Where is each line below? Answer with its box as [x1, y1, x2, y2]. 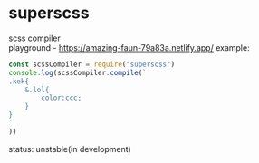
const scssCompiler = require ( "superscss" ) [8, 60, 176, 69]
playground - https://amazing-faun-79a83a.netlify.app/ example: [8, 42, 250, 53]
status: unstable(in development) [8, 143, 132, 154]
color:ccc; [41, 93, 82, 102]
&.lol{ [24, 85, 50, 94]
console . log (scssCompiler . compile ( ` [8, 68, 147, 77]
